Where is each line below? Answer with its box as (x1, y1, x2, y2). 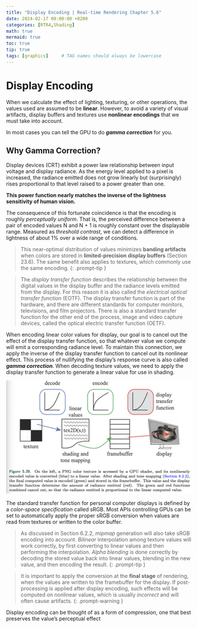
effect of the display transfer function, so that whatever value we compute (6, 337, 186, 344)
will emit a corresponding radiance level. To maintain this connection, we (6, 343, 182, 350)
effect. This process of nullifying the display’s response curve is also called (6, 356, 188, 363)
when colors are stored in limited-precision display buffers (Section (20, 252, 188, 259)
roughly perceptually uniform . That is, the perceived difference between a (6, 215, 185, 222)
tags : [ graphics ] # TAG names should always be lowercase (6, 53, 162, 59)
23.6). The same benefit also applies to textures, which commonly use (20, 258, 191, 265)
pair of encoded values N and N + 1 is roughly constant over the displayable (6, 221, 190, 229)
